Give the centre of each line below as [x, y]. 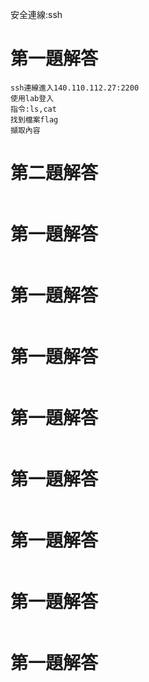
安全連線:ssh [36, 14]
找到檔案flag [34, 119]
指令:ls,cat [33, 109]
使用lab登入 [32, 98]
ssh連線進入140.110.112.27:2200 [75, 88]
